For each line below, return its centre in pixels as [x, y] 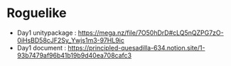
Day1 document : [42, 48]
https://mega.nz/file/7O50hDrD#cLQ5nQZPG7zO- [151, 33]
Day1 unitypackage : [47, 33]
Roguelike [37, 13]
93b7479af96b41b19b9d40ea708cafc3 [74, 55]
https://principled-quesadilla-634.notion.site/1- [136, 48]
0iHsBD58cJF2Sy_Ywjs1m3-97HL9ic [71, 40]
